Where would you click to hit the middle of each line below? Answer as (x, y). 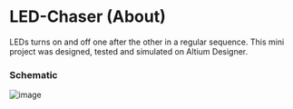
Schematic (34, 74)
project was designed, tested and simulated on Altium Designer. (129, 51)
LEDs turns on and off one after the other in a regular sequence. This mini (147, 42)
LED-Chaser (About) (88, 17)
